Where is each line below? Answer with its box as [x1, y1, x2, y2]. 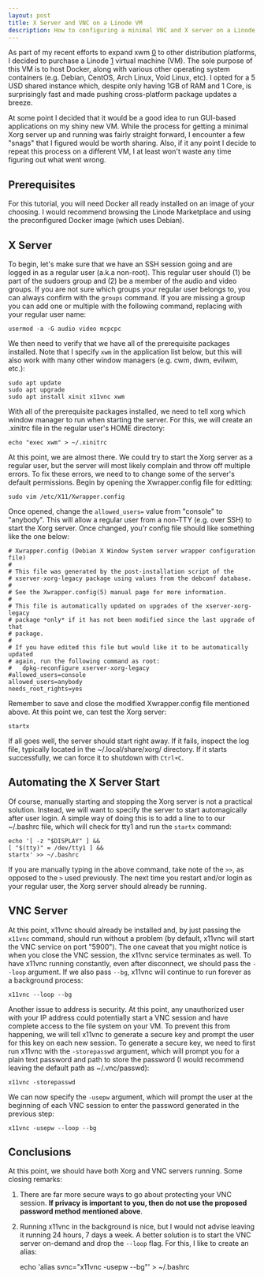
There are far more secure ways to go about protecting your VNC [19, 1190, 232, 1199]
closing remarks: [8, 1175, 63, 1184]
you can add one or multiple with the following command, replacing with [8, 301, 243, 310]
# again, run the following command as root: [8, 657, 160, 665]
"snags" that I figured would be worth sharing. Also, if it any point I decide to [8, 139, 257, 148]
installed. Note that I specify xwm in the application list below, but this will [8, 348, 243, 356]
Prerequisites [8, 178, 76, 191]
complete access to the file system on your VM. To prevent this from [8, 1021, 231, 1031]
